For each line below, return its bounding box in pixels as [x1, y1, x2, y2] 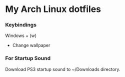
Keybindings [5, 21, 36, 28]
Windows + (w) [5, 32, 36, 38]
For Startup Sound [5, 55, 51, 62]
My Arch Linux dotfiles [5, 3, 101, 15]
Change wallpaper [12, 42, 50, 48]
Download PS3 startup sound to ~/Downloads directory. [5, 66, 120, 72]
